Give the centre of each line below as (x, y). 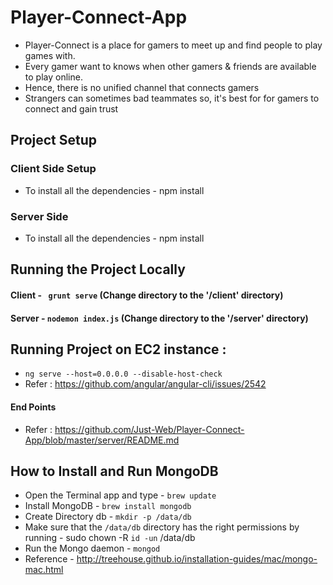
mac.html (44, 570)
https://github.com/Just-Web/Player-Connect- (149, 429)
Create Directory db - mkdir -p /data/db (108, 517)
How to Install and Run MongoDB (114, 471)
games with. (50, 55)
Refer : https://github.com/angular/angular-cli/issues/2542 (145, 384)
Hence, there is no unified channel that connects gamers (142, 87)
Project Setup (54, 140)
